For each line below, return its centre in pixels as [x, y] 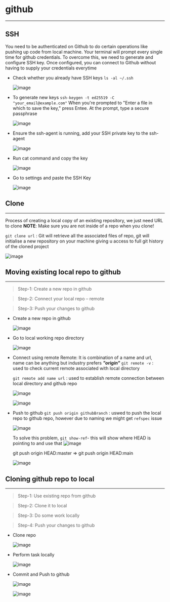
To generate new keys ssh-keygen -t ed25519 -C [63, 97]
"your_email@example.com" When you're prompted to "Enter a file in [82, 103]
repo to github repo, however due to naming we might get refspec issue [87, 418]
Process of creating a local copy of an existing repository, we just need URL [84, 220]
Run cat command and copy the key [50, 158]
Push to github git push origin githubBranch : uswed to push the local [87, 413]
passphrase [25, 113]
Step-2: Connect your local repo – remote [61, 299]
